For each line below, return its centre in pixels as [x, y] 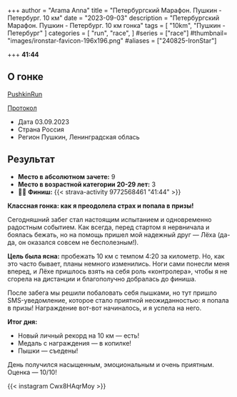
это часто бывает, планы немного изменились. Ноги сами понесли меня [118, 263]
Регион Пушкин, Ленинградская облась [79, 137]
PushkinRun [25, 94]
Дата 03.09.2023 [44, 121]
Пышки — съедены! [48, 351]
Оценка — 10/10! [32, 372]
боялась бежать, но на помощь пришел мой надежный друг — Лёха [112, 234]
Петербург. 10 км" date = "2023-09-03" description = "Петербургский [114, 18]
